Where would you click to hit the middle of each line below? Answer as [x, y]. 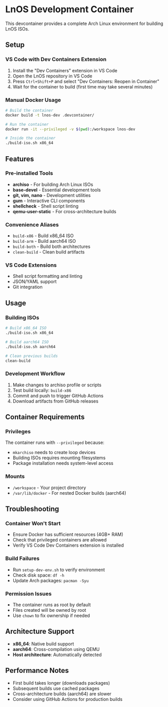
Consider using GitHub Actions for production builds [67, 699]
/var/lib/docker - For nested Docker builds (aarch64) [69, 493]
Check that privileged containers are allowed [60, 540]
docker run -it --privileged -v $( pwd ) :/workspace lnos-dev [71, 129]
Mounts [15, 476]
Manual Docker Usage [33, 100]
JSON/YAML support [35, 281]
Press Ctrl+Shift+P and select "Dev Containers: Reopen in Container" [86, 81]
